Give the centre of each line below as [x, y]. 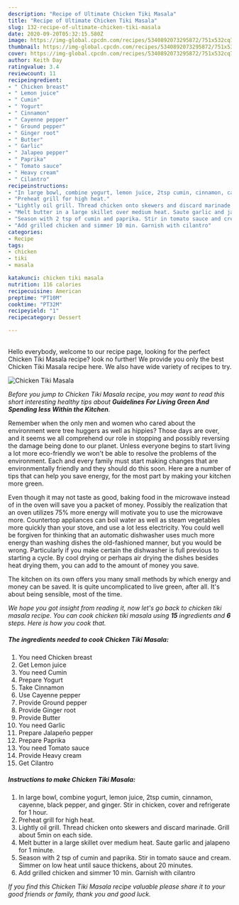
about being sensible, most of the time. [65, 594]
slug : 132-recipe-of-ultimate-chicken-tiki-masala [84, 27]
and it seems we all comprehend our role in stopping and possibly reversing [119, 438]
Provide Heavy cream [50, 755]
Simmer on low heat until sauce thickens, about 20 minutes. [106, 865]
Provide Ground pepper [53, 702]
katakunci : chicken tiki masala [56, 278]
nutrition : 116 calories [45, 284]
